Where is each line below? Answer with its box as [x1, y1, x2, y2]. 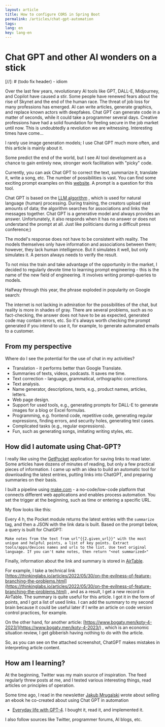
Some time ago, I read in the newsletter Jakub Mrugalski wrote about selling [5, 692, 160, 698]
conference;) [5, 226, 32, 232]
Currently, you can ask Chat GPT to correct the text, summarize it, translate [5, 169, 158, 175]
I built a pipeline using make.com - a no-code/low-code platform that [5, 486, 145, 492]
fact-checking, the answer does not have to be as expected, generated [5, 312, 149, 318]
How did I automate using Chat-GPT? [5, 443, 122, 451]
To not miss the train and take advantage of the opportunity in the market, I [5, 261, 158, 267]
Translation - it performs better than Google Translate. [12, 365, 122, 371]
